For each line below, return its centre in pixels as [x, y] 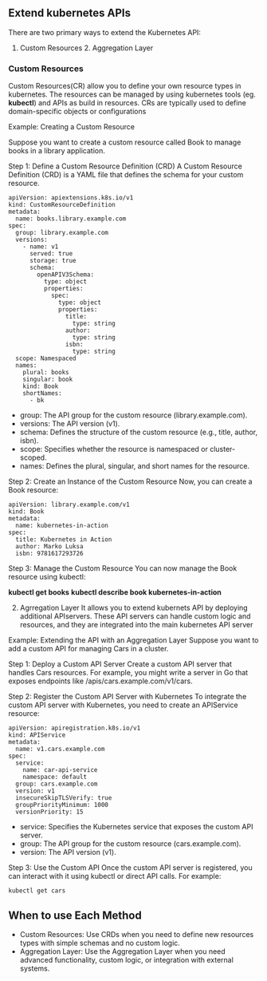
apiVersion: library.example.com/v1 [69, 505]
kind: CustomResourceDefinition [62, 205]
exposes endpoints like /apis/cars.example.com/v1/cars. [100, 681]
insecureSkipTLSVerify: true [64, 798]
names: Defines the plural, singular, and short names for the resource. [134, 466]
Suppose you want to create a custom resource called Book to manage [125, 142]
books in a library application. [57, 151]
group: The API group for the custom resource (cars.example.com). [130, 844]
